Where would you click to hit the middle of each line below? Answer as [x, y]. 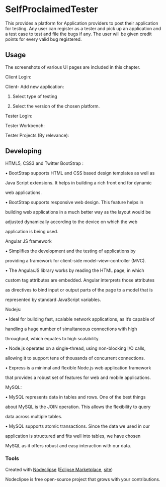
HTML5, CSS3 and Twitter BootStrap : [45, 163]
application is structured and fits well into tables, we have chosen [73, 436]
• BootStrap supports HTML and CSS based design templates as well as [80, 173]
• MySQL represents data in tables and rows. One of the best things [75, 397]
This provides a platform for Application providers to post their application [82, 23]
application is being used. [32, 231]
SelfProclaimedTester [52, 9]
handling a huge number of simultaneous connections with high [71, 329]
